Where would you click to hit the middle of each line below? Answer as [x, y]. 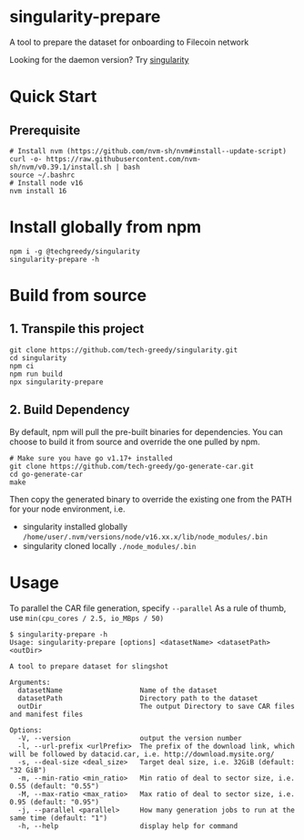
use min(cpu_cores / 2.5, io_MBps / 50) [87, 617]
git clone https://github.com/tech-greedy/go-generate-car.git [132, 466]
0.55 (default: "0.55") [55, 786]
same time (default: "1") [58, 818]
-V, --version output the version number [130, 738]
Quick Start [53, 97]
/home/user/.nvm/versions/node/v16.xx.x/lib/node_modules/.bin [145, 537]
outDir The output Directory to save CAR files [157, 706]
